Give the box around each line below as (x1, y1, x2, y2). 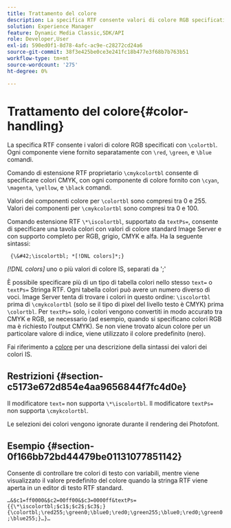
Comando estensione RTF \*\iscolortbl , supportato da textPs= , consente (7, 218, 219, 226)
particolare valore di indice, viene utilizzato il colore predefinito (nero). (7, 329, 206, 338)
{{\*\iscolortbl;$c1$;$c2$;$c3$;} (7, 503, 107, 510)
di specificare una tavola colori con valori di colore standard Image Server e (7, 225, 222, 233)
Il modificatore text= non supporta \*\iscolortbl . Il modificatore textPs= (7, 399, 214, 407)
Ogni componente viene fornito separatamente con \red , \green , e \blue (7, 148, 212, 156)
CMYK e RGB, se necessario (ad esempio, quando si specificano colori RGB (7, 315, 222, 323)
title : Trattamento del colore (7, 10, 97, 17)
